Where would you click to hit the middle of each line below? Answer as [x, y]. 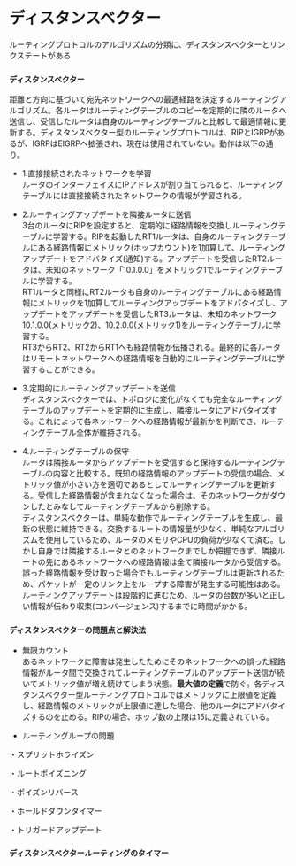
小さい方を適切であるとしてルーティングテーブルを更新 [169, 484]
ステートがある [44, 55]
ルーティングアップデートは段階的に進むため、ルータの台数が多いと [145, 595]
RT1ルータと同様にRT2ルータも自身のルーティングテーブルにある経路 [148, 292]
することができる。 [65, 369]
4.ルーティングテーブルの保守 [76, 452]
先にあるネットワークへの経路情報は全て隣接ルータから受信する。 [165, 562]
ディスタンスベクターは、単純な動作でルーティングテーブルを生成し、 [148, 518]
